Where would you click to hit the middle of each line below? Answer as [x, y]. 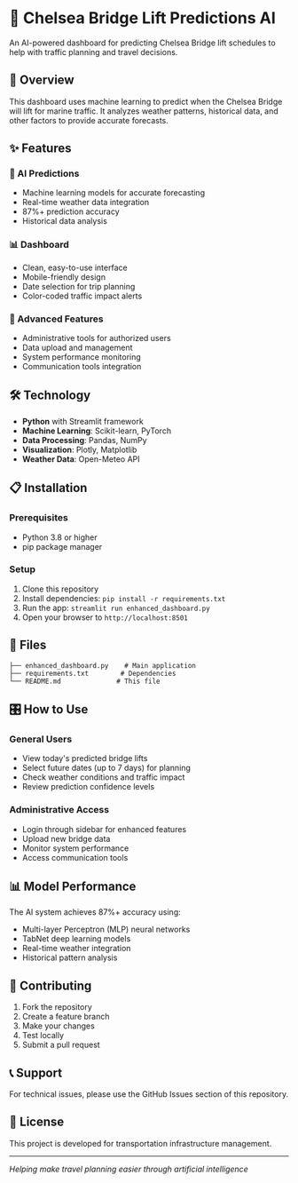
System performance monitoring [82, 357]
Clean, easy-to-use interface [74, 267]
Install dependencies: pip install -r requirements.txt [124, 598]
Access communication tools [75, 857]
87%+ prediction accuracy [71, 211]
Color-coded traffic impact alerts [82, 296]
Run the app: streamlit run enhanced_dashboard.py [116, 607]
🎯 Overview [42, 80]
